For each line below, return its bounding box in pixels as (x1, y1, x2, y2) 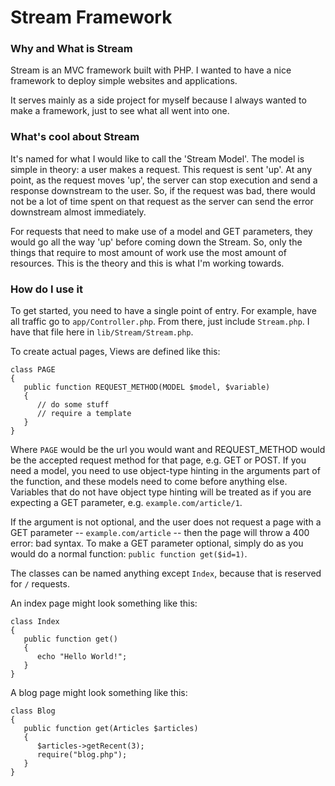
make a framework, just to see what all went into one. (10, 105, 230, 117)
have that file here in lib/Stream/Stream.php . (10, 326, 194, 338)
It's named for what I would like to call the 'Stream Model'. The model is (10, 152, 305, 165)
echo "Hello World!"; (36, 652, 128, 662)
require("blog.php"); (36, 750, 128, 760)
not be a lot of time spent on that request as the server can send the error (10, 195, 314, 207)
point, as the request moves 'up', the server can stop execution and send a (10, 174, 318, 186)
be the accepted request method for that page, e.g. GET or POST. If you (10, 454, 307, 466)
